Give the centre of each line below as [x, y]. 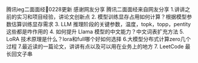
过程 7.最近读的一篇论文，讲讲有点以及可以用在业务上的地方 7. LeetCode [95, 46]
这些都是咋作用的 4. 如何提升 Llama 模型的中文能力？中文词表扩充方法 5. [95, 31]
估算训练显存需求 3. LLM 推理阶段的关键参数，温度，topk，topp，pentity [101, 24]
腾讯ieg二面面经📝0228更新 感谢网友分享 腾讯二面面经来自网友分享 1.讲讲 [96, 9]
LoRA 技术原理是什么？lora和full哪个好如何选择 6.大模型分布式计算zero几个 [99, 39]
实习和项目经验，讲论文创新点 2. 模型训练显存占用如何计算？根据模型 [102, 17]
